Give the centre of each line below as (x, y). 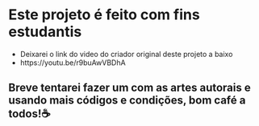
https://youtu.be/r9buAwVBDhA (73, 63)
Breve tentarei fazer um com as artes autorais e (130, 88)
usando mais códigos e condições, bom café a (127, 101)
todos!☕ (29, 114)
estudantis (45, 32)
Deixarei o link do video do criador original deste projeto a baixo (126, 54)
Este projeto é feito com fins (104, 15)
